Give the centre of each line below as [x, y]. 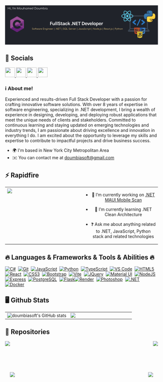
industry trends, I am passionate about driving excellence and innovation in [80, 130]
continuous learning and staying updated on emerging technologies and [77, 125]
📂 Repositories [27, 332]
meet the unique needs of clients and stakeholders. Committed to [70, 120]
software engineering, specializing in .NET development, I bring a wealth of [80, 109]
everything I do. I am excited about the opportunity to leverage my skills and [81, 136]
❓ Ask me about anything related [123, 224]
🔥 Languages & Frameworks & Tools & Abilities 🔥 [80, 257]
